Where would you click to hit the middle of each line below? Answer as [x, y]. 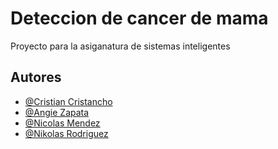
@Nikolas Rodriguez [66, 133]
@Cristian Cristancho [68, 101]
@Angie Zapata [57, 112]
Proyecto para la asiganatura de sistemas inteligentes [120, 46]
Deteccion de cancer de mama [139, 18]
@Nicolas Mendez [62, 123]
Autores [36, 77]
